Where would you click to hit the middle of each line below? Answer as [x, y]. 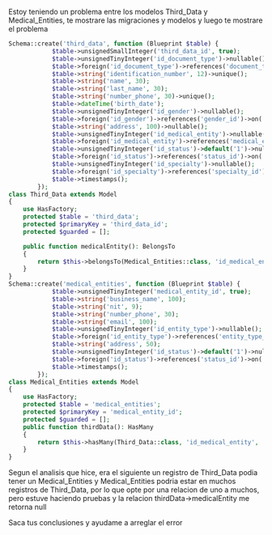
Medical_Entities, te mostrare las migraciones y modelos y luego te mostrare [136, 20]
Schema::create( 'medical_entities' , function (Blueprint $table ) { [125, 284]
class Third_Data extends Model [63, 194]
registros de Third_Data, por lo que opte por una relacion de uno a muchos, [134, 490]
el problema [28, 29]
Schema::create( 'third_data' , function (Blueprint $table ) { [114, 44]
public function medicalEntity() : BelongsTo [99, 246]
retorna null [28, 507]
